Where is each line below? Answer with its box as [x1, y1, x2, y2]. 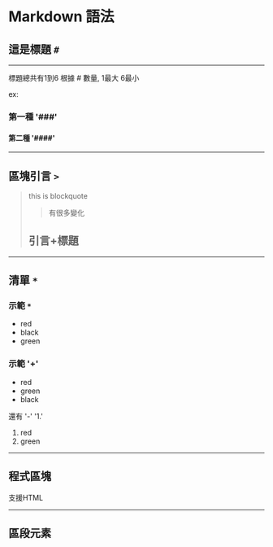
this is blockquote [28, 190, 88, 200]
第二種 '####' [8, 133, 55, 142]
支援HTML [8, 492, 44, 502]
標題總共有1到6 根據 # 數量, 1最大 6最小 [8, 73, 140, 82]
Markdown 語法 [8, 7, 115, 26]
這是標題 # [8, 42, 59, 56]
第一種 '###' [8, 111, 58, 122]
